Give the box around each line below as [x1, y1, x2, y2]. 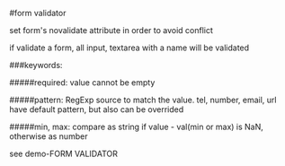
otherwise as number [9, 131, 88, 142]
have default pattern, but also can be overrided [9, 104, 184, 115]
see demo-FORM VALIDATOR [9, 148, 119, 159]
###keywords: [9, 60, 63, 70]
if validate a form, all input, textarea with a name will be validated [9, 42, 250, 53]
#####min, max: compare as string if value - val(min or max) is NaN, [9, 121, 263, 132]
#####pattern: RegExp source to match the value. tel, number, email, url [9, 94, 277, 105]
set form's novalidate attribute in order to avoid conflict [9, 25, 214, 35]
